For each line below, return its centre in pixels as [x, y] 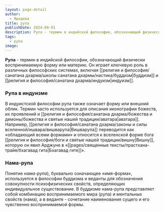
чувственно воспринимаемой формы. [45, 205]
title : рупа [17, 23]
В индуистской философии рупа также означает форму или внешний [77, 103]
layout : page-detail [26, 10]
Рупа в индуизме [26, 93]
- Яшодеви [19, 19]
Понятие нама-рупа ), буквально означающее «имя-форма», [69, 173]
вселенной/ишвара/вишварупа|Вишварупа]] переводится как [70, 129]
